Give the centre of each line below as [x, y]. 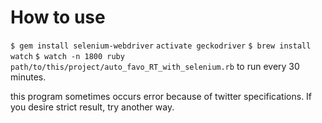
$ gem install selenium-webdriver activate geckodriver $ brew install [161, 46]
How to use [58, 17]
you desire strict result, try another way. [92, 107]
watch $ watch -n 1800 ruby [67, 56]
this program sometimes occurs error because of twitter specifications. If [161, 96]
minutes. [28, 77]
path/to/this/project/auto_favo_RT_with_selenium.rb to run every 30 [155, 66]
